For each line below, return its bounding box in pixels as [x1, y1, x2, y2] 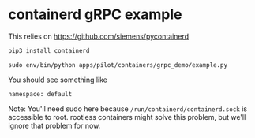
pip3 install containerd [8, 47, 90, 54]
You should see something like [8, 75, 108, 84]
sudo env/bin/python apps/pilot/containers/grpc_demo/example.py [8, 61, 227, 69]
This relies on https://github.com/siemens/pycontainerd [8, 32, 189, 41]
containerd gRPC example [8, 6, 183, 24]
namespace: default [8, 90, 73, 98]
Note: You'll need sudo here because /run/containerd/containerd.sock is [8, 104, 247, 114]
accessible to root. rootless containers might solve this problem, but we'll [8, 112, 246, 121]
